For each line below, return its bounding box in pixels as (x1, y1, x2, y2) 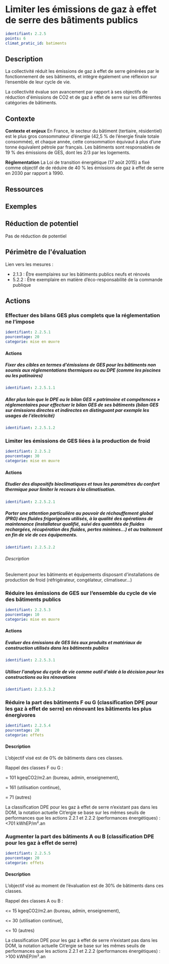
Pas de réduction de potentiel (5, 233, 67, 239)
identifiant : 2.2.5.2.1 (5, 499, 56, 504)
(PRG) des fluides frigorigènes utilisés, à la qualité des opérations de (5, 516, 153, 522)
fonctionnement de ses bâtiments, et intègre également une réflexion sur (5, 74, 157, 80)
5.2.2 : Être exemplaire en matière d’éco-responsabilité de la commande (12, 276, 163, 283)
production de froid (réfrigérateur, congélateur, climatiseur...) (5, 577, 133, 583)
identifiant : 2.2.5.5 (5, 851, 51, 856)
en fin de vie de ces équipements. (5, 532, 78, 538)
